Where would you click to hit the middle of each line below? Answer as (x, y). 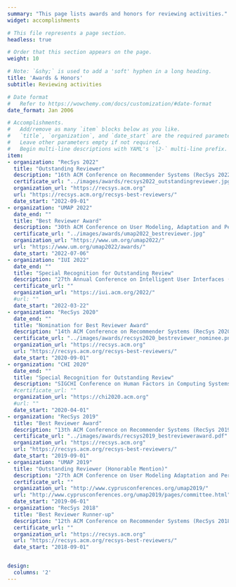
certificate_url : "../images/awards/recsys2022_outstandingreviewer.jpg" (124, 182)
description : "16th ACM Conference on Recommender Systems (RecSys (114, 175)
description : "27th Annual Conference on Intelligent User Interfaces (119, 279)
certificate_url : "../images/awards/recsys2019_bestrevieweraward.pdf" (121, 436)
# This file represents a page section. (67, 33)
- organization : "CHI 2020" (48, 364)
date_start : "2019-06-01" (52, 502)
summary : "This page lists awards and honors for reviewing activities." (118, 14)
